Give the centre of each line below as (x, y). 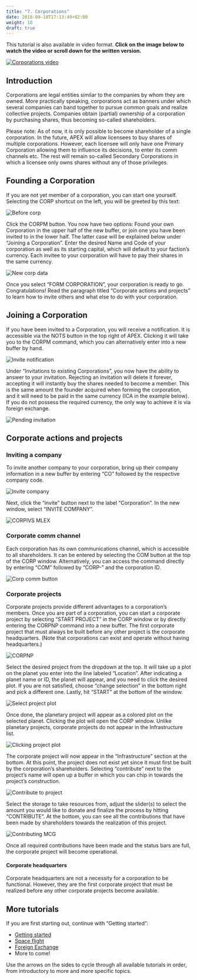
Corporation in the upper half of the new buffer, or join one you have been (96, 230)
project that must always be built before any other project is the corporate (96, 632)
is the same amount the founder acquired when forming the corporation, (94, 390)
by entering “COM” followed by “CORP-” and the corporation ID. (84, 567)
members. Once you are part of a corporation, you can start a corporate (93, 613)
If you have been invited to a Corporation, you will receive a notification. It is (98, 329)
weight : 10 (19, 22)
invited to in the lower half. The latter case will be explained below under (94, 236)
